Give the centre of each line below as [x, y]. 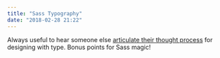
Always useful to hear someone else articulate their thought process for [110, 39]
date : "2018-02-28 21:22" [45, 20]
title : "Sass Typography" [45, 13]
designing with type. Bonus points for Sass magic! [79, 47]
